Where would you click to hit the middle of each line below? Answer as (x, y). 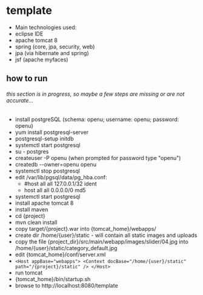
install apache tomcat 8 (44, 203)
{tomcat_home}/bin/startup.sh (53, 279)
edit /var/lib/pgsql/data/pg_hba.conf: (61, 177)
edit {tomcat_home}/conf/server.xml (60, 254)
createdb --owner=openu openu (56, 164)
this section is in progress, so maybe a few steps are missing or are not (95, 94)
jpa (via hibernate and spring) (52, 53)
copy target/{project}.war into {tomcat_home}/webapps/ (85, 228)
